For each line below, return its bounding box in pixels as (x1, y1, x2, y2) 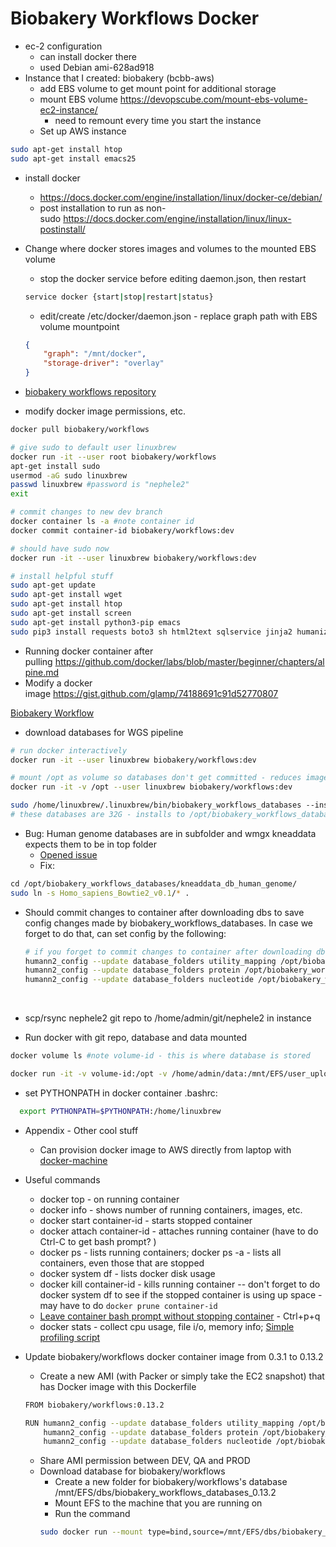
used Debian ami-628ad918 (39, 61, 155, 73)
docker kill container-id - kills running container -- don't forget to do (39, 1278, 321, 1290)
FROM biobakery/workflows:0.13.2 (24, 1400, 165, 1410)
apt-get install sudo (10, 461, 101, 471)
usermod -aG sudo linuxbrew (10, 470, 128, 481)
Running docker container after (24, 645, 154, 657)
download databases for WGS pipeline (24, 726, 184, 738)
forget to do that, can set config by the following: (24, 927, 227, 939)
